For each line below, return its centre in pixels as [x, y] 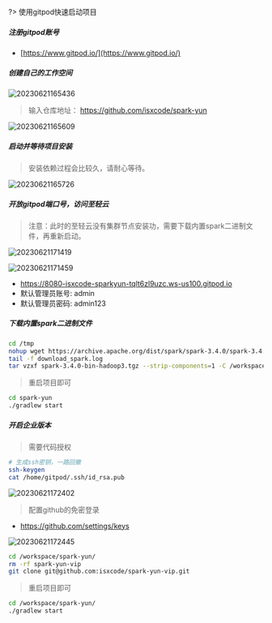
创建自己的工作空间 [40, 72]
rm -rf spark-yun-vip [45, 564]
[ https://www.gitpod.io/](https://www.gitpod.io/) [100, 53]
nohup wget [27, 351]
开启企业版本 [30, 425]
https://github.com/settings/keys [74, 526]
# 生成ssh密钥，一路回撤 [45, 462]
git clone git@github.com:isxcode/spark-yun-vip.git [99, 571]
